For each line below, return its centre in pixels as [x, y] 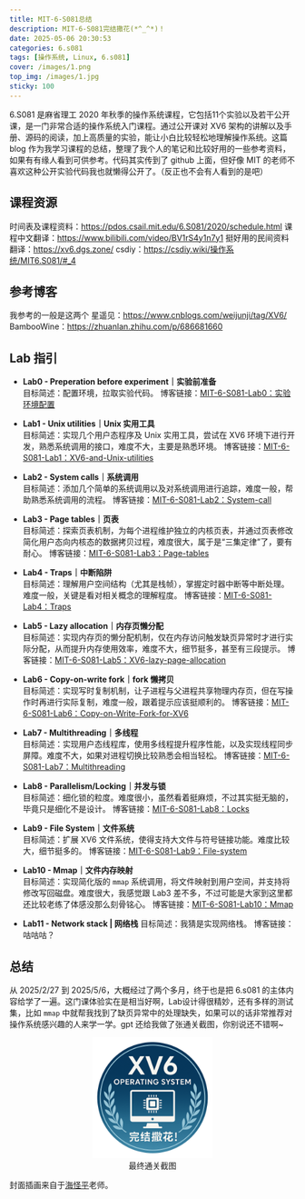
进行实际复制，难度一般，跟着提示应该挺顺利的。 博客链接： [159, 702]
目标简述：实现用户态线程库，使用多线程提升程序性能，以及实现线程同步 [157, 744]
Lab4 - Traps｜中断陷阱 [67, 573]
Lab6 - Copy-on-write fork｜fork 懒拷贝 [98, 679]
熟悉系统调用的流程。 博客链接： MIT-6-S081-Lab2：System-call [151, 500]
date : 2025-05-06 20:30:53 [60, 38]
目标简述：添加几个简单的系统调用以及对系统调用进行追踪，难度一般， [154, 489]
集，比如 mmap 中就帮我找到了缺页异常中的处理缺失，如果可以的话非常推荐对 [151, 1013]
